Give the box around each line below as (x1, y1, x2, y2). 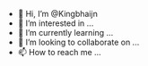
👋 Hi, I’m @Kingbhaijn (17, 9, 99, 19)
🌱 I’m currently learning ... (17, 28, 114, 37)
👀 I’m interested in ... (17, 18, 94, 29)
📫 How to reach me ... (17, 47, 101, 57)
